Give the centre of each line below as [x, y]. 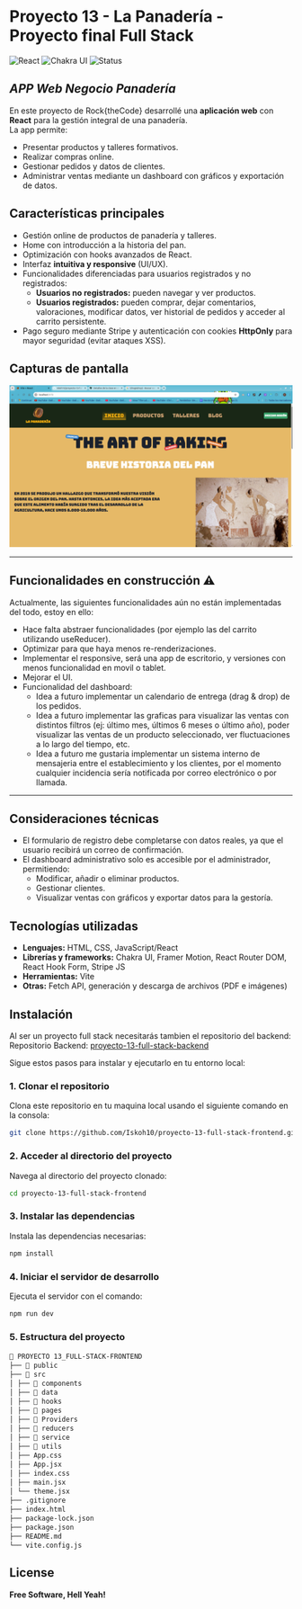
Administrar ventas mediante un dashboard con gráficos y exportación [153, 175]
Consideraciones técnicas [84, 819]
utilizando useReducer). [66, 639]
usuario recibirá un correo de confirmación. [103, 850]
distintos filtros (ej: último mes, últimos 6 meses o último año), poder [163, 725]
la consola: [29, 1115]
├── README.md [36, 1537]
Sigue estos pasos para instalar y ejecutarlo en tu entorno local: [127, 1063]
